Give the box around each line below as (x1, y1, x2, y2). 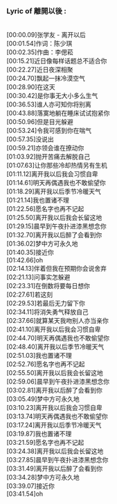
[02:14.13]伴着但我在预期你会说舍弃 (6, 265, 107, 273)
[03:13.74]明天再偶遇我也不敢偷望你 (6, 412, 108, 420)
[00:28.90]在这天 (6, 83, 56, 91)
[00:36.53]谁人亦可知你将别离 (6, 100, 91, 109)
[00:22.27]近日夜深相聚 (6, 65, 73, 74)
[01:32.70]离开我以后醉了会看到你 (6, 231, 102, 239)
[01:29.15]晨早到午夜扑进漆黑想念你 (6, 222, 107, 230)
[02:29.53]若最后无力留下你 (6, 299, 86, 308)
